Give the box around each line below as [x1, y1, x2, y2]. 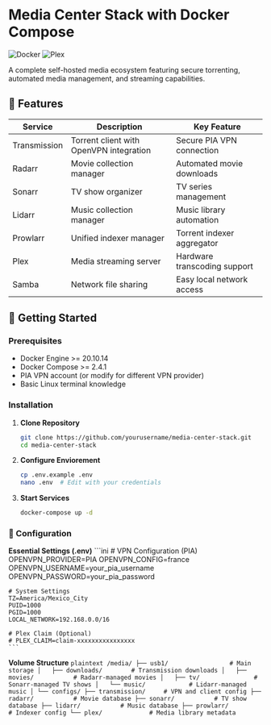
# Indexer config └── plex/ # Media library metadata [8, 709, 236, 717]
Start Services [19, 494, 70, 503]
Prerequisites [8, 335, 62, 347]
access [176, 284, 204, 295]
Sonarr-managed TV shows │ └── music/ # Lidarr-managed [8, 681, 248, 689]
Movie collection [71, 157, 134, 169]
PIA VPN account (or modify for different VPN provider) [19, 371, 204, 381]
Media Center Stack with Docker [8, 6, 230, 24]
